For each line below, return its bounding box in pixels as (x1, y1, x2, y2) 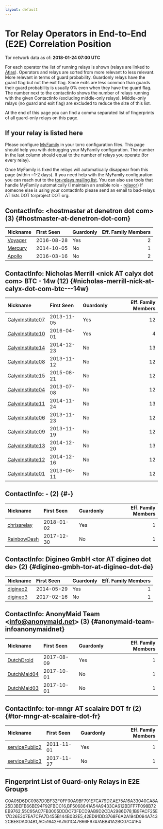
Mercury (7, 245, 27, 252)
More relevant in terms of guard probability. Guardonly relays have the (5, 74, 146, 80)
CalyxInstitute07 (7, 316, 45, 323)
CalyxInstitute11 (7, 400, 45, 407)
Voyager (7, 237, 27, 244)
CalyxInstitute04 (7, 387, 45, 393)
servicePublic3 (7, 758, 42, 765)
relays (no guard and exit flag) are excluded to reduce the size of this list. (5, 100, 151, 106)
